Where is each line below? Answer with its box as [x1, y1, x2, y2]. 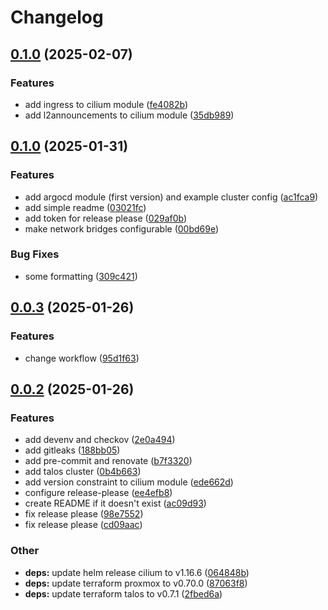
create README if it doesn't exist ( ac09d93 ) [24, 497, 207, 510]
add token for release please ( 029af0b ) [24, 212, 188, 224]
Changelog [10, 6, 104, 29]
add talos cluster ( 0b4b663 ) [24, 466, 142, 478]
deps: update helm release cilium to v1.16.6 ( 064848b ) [24, 566, 250, 578]
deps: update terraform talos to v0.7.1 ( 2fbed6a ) [24, 587, 223, 600]
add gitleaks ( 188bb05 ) [24, 444, 121, 456]
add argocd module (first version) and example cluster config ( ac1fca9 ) [24, 191, 319, 203]
